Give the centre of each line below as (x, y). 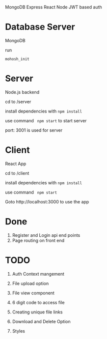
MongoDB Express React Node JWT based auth (53, 7)
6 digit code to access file (38, 302)
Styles (19, 331)
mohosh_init (17, 59)
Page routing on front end (38, 240)
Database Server (40, 27)
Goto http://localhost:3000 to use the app (47, 201)
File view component (33, 293)
